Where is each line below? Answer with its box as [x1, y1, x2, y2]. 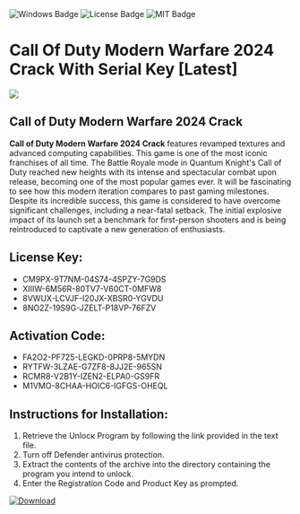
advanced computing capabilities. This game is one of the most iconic [9, 147, 268, 158]
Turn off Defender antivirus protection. [21, 449, 165, 460]
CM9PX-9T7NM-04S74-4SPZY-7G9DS [21, 274, 167, 284]
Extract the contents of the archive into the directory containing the [21, 459, 271, 470]
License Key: [9, 250, 83, 266]
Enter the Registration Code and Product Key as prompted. [21, 478, 239, 489]
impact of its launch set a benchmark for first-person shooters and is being [9, 214, 287, 225]
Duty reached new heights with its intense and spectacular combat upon [9, 166, 278, 178]
